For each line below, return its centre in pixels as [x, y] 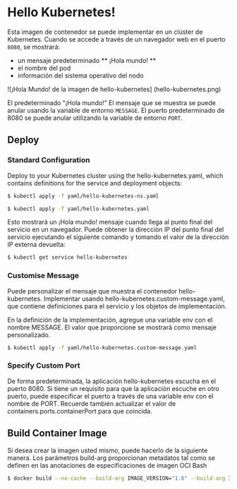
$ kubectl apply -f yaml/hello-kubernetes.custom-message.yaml [102, 348]
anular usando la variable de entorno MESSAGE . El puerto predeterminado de [116, 110]
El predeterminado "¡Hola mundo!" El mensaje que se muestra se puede [112, 102]
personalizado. [29, 334]
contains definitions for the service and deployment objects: [95, 183]
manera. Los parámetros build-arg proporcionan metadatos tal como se [111, 458]
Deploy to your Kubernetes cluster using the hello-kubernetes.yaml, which [115, 175]
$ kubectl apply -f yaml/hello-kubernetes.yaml [79, 209]
